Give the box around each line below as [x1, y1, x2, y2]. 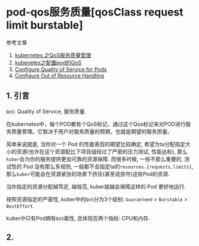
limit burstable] [6, 18, 83, 32]
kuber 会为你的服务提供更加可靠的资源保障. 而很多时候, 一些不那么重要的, [6, 155, 183, 163]
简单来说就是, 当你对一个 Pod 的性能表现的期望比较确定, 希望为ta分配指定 [6, 141, 186, 148]
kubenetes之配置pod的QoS [14, 59, 82, 66]
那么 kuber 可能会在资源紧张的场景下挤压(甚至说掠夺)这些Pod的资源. [6, 170, 170, 178]
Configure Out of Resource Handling [14, 72, 105, 79]
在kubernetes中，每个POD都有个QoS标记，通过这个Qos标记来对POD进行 [6, 120, 186, 127]
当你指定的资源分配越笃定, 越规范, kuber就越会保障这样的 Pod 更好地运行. [6, 183, 186, 190]
